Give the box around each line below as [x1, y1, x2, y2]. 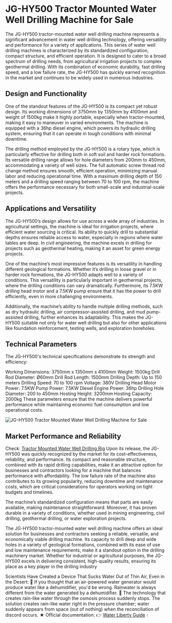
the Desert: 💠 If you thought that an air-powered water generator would [5, 579, 156, 585]
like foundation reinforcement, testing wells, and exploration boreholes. [5, 325, 156, 331]
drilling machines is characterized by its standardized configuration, [5, 47, 149, 53]
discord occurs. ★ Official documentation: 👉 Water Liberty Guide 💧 [5, 612, 149, 618]
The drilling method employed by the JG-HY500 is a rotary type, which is [5, 146, 160, 152]
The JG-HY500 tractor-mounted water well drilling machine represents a [5, 31, 159, 37]
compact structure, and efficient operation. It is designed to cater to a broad [5, 52, 166, 59]
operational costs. [5, 407, 44, 413]
